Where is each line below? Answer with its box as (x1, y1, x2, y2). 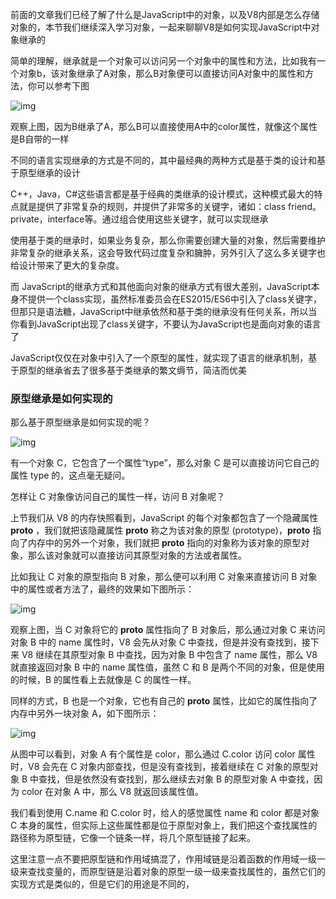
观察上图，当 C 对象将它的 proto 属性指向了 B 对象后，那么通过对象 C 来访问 (10, 624, 326, 636)
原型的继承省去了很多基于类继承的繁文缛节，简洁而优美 (18, 364, 247, 376)
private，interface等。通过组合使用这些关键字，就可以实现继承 (10, 213, 269, 225)
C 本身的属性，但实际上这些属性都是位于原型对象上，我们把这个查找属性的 (10, 819, 318, 832)
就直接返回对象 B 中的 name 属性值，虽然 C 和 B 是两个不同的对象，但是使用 (10, 661, 325, 673)
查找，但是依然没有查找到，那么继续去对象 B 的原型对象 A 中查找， (38, 773, 315, 785)
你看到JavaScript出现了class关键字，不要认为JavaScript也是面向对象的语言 (10, 318, 322, 330)
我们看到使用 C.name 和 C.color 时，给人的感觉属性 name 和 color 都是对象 (10, 807, 320, 819)
